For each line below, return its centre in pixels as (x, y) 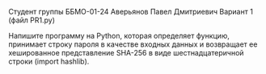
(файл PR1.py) (32, 20)
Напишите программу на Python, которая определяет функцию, (119, 36)
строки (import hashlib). (49, 61)
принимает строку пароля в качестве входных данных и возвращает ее (133, 44)
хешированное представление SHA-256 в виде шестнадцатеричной (126, 53)
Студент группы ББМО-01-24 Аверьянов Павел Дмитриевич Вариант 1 (131, 12)
